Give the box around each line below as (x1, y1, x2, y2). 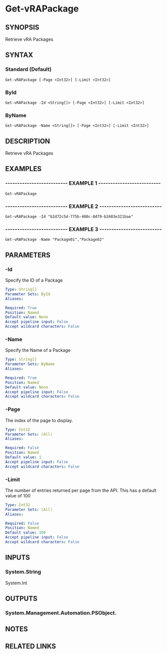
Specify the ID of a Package (5, 277, 63, 284)
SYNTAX (5, 51, 34, 59)
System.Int (5, 580, 28, 586)
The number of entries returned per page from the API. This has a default (5, 487, 157, 493)
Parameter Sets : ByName (5, 362, 55, 367)
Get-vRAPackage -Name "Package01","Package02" (5, 237, 104, 242)
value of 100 (5, 492, 31, 498)
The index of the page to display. (5, 417, 73, 423)
